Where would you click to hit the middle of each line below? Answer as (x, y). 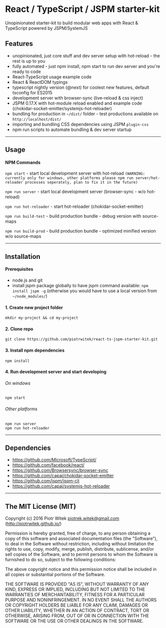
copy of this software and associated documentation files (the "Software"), (82, 539)
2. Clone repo (19, 329)
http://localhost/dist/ (37, 119)
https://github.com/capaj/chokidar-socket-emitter (63, 476)
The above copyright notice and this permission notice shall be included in (81, 569)
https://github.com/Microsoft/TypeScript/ (54, 460)
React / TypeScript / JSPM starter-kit (83, 9)
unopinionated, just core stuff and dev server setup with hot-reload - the (86, 56)
